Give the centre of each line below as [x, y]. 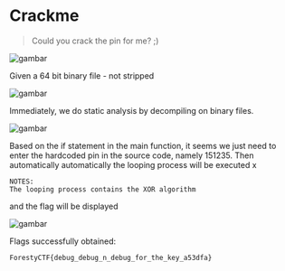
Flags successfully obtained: [63, 241]
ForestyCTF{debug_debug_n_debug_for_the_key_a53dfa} [111, 257]
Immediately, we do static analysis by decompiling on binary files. [132, 110]
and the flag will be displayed [64, 206]
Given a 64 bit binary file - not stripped [82, 75]
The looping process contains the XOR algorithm [103, 189]
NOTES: [22, 182]
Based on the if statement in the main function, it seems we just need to [143, 145]
